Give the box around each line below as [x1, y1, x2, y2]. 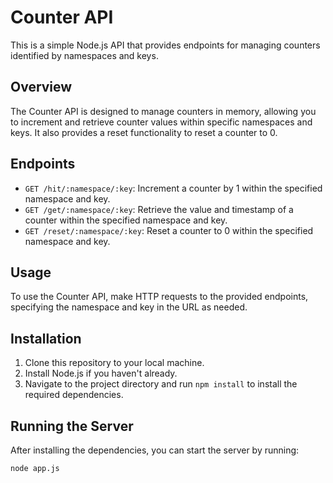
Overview [10, 79, 73, 96]
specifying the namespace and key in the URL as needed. [10, 301, 248, 313]
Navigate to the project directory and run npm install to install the [24, 378, 298, 390]
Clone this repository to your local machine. [24, 357, 205, 369]
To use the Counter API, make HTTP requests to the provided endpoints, [10, 291, 309, 303]
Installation [10, 330, 82, 347]
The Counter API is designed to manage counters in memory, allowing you [10, 105, 317, 117]
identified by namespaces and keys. [10, 49, 159, 61]
